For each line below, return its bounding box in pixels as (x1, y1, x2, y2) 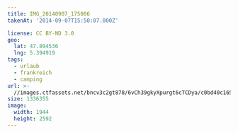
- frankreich (13, 69, 52, 76)
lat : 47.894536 (13, 43, 59, 50)
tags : (7, 56, 23, 64)
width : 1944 (13, 109, 50, 116)
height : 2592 (13, 115, 52, 122)
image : (7, 102, 27, 110)
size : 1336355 (7, 96, 50, 103)
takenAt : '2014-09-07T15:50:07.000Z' (7, 17, 119, 24)
